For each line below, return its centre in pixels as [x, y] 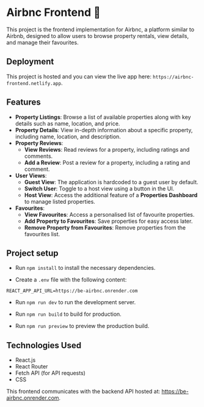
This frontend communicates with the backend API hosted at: [83, 392]
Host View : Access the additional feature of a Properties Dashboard [111, 195]
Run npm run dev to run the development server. [75, 302]
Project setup [33, 253]
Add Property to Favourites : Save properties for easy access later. [108, 221]
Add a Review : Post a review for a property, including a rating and [107, 162]
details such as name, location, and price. [67, 123]
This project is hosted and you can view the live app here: [79, 77]
